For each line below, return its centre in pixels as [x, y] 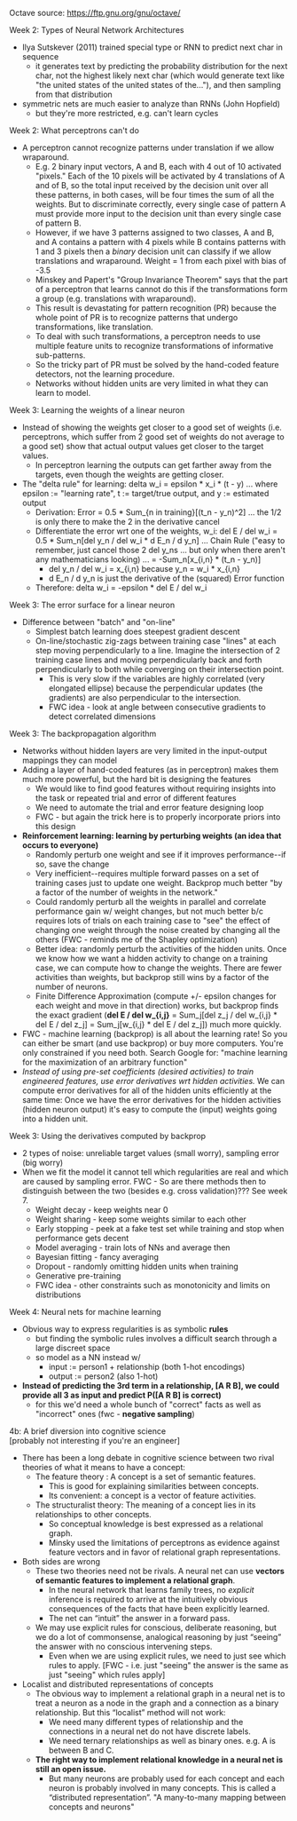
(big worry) [43, 1163]
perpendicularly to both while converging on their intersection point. [160, 669]
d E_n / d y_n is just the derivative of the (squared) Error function [167, 578]
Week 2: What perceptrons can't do [74, 131]
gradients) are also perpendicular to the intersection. [145, 697]
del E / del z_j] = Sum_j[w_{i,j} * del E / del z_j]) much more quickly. [158, 1024]
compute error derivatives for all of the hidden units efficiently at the [147, 1090]
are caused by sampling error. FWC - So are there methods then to [144, 1181]
